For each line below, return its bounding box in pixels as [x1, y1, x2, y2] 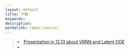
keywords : [5, 16, 26, 21]
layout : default [5, 7, 39, 12]
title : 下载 [5, 12, 28, 17]
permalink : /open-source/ [5, 26, 58, 30]
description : [5, 21, 32, 26]
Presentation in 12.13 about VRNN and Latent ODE [23, 39, 125, 45]
